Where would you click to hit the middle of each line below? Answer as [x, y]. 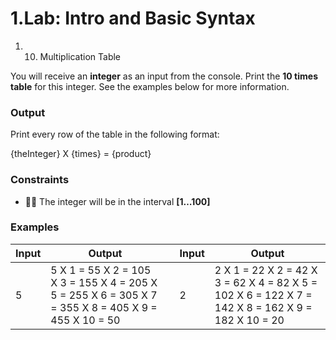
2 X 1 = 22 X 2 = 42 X [266, 270]
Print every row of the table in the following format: [115, 134]
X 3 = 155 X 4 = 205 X [104, 282]
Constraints [40, 180]
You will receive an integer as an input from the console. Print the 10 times [164, 76]
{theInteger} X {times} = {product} [81, 154]
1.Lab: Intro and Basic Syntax [133, 18]
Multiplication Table [80, 56]
